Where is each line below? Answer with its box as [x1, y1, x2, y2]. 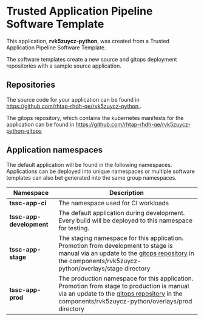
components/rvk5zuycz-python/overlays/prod [58, 297, 192, 305]
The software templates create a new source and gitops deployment [6, 55, 177, 63]
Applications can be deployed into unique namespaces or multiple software [6, 168, 195, 175]
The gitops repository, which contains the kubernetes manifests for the [6, 114, 184, 121]
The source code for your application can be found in [6, 96, 140, 103]
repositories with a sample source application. [6, 62, 121, 69]
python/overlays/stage [58, 264, 123, 272]
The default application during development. [58, 208, 185, 217]
